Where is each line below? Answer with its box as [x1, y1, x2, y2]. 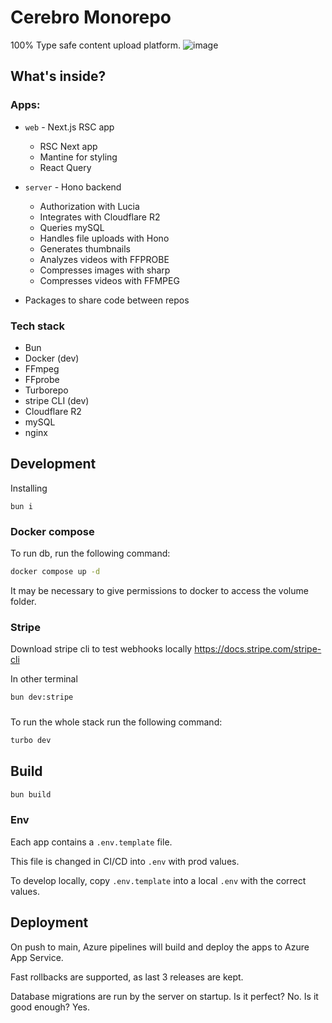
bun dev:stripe [10, 692, 74, 703]
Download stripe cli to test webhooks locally [10, 643, 193, 655]
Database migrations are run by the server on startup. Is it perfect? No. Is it [10, 990, 319, 1002]
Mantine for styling [39, 151, 118, 163]
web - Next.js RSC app [24, 121, 115, 133]
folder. [10, 595, 37, 607]
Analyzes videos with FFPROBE [39, 253, 170, 265]
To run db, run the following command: [10, 547, 171, 560]
